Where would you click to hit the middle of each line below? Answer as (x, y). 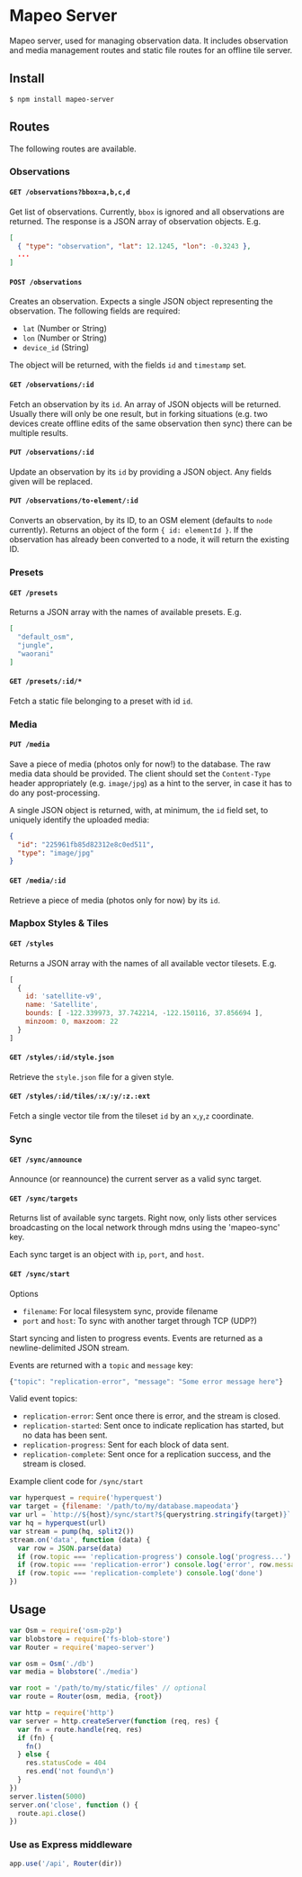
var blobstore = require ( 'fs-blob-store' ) (90, 1639)
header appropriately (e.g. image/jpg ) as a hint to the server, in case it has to (151, 783)
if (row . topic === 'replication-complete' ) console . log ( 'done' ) (140, 1573)
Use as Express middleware (71, 1845)
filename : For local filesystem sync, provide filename (120, 1310)
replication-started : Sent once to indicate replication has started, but (153, 1426)
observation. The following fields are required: (95, 311)
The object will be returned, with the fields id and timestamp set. (128, 365)
